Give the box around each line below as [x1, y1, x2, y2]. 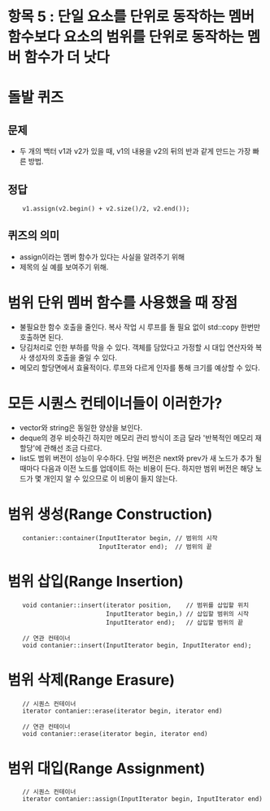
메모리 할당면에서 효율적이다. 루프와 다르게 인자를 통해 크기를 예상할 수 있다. [19, 363, 261, 373]
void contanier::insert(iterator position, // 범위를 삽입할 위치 [22, 601, 250, 609]
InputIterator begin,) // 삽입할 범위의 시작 [106, 609, 250, 618]
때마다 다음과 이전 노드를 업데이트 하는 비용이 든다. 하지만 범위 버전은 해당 [19, 463, 254, 473]
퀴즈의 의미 [7, 229, 60, 242]
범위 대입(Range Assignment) [7, 759, 206, 778]
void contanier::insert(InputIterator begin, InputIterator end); [22, 641, 252, 649]
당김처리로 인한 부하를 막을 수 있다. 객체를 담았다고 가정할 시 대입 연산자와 [19, 342, 254, 352]
